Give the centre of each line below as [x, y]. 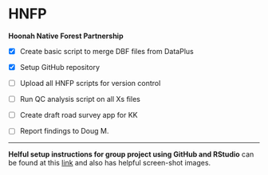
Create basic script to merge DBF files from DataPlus [106, 51]
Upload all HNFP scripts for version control [90, 84]
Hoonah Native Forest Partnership [66, 36]
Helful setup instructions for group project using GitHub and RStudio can [131, 154]
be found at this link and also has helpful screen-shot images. [110, 163]
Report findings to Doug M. [64, 131]
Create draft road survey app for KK [79, 115]
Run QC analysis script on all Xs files [80, 99]
